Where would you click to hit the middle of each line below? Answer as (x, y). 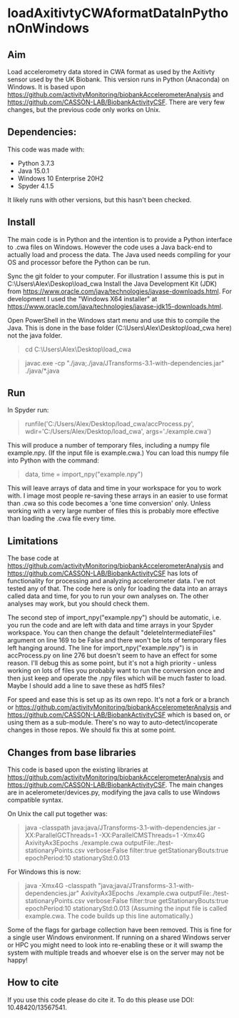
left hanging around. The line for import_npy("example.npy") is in (103, 648)
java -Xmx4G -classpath (61, 886)
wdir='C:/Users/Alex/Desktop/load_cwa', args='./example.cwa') (118, 432)
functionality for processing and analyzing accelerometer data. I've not (112, 581)
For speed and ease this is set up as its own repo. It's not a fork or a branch (118, 700)
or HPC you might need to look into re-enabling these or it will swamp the (115, 945)
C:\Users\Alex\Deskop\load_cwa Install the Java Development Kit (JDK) (112, 283)
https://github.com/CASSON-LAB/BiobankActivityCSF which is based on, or (119, 715)
